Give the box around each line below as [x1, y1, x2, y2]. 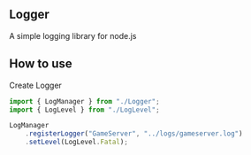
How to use [9, 57, 72, 72]
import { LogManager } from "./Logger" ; [9, 97, 161, 105]
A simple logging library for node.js [9, 30, 137, 41]
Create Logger [9, 80, 62, 90]
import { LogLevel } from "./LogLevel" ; [9, 105, 161, 114]
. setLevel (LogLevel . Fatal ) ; [25, 137, 128, 147]
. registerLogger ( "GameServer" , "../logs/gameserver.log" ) [25, 129, 243, 138]
